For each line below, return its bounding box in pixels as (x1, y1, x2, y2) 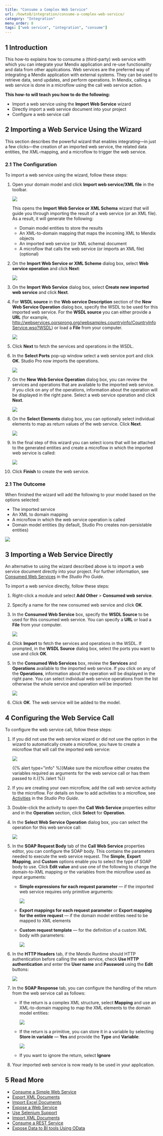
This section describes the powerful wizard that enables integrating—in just (5, 138, 156, 144)
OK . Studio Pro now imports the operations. (12, 358, 99, 364)
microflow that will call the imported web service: (12, 746, 111, 752)
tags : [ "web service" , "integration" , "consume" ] (5, 25, 108, 30)
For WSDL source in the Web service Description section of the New (12, 299, 152, 305)
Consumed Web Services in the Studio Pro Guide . (5, 574, 104, 580)
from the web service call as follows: (12, 990, 86, 996)
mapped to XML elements (19, 918, 71, 923)
